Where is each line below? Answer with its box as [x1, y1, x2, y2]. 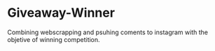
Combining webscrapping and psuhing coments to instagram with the [7, 28, 209, 36]
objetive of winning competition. [7, 35, 100, 43]
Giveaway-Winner [7, 5, 116, 21]
